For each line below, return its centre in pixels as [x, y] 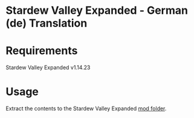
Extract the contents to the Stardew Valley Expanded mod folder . [86, 108]
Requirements [42, 51]
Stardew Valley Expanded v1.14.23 [48, 67]
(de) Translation [47, 23]
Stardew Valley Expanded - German [97, 11]
